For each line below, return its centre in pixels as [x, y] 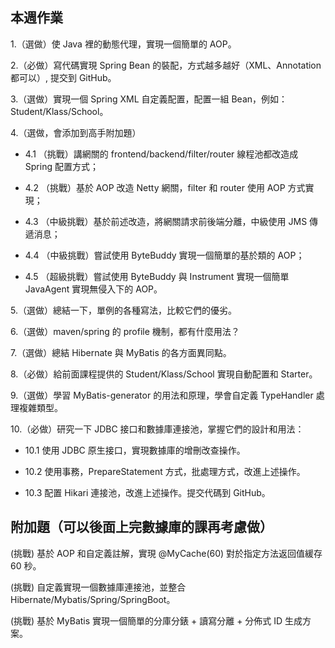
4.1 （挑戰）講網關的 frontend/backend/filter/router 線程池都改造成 [161, 154]
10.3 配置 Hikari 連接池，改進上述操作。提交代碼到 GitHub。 [147, 492]
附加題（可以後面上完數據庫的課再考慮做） [141, 527]
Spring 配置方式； [61, 166]
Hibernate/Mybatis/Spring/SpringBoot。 [93, 599]
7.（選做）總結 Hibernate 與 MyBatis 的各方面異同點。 [121, 352]
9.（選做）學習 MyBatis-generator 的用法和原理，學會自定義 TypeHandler [162, 395]
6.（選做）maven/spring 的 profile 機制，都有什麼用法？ [125, 331]
